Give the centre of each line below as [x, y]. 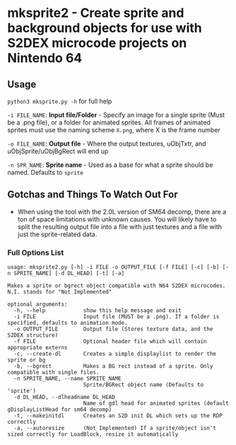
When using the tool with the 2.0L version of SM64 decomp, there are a [122, 212]
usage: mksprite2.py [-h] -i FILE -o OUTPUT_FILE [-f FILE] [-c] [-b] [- [118, 267]
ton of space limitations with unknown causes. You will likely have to [117, 219]
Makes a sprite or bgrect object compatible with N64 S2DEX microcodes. [117, 286]
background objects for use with [105, 28]
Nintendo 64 [45, 58]
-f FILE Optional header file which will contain [110, 342]
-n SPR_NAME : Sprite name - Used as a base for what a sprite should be [110, 165]
